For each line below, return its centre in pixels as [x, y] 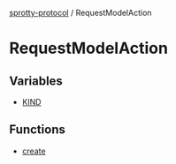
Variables [36, 81]
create [34, 151]
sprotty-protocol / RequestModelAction [80, 13]
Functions [38, 130]
